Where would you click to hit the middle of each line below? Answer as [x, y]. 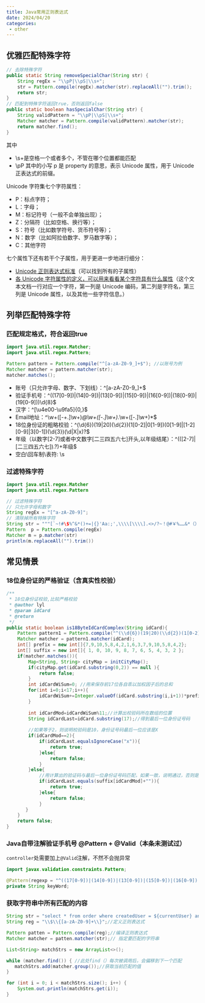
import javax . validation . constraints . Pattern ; [67, 870]
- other [19, 29]
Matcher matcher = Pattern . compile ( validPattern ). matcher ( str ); [101, 121]
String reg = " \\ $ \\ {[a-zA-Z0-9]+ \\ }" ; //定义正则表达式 [76, 922]
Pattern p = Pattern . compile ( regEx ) [54, 530]
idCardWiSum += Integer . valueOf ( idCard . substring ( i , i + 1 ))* [113, 696]
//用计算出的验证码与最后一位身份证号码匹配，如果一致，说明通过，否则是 [119, 775]
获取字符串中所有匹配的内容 [47, 903]
